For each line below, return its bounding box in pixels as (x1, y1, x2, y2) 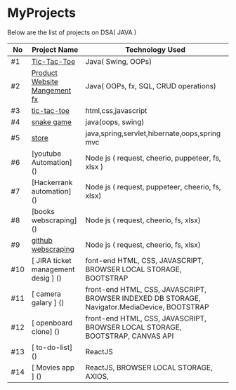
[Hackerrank (31, 177, 73, 187)
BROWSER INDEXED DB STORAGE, (85, 293, 202, 303)
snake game (31, 117, 72, 127)
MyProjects (7, 5, 76, 21)
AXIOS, (85, 371, 109, 381)
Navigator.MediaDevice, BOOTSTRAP (85, 302, 209, 311)
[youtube (31, 149, 62, 159)
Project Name (31, 44, 79, 54)
